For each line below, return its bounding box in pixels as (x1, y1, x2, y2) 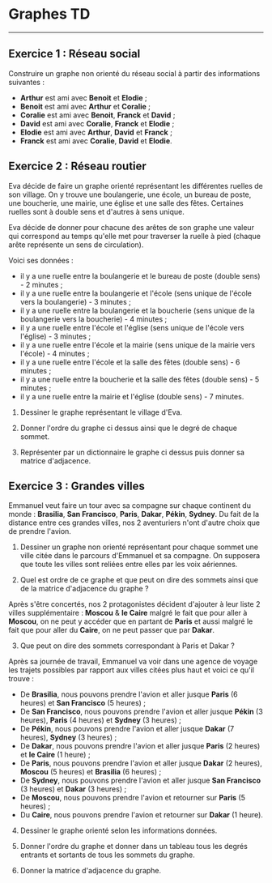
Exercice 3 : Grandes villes (8, 479, 146, 493)
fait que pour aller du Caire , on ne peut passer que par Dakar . (8, 625, 215, 635)
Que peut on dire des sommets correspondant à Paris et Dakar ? (19, 641, 235, 651)
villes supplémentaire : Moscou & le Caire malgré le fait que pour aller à (8, 608, 248, 618)
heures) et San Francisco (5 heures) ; (19, 698, 147, 708)
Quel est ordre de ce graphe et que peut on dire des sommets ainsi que (19, 575, 259, 585)
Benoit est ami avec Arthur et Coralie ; (19, 101, 151, 111)
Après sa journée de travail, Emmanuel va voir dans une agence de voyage (8, 657, 258, 667)
